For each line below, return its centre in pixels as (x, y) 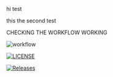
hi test (14, 9)
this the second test (31, 20)
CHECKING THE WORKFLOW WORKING (57, 32)
